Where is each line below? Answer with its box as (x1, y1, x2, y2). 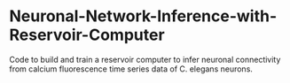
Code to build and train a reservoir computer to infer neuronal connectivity (9, 54, 281, 64)
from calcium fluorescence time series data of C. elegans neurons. (9, 64, 253, 74)
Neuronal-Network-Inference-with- (9, 6, 278, 26)
